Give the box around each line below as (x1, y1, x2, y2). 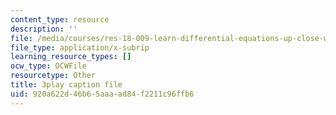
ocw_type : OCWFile (10, 61, 87, 71)
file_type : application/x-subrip (10, 42, 150, 53)
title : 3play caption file (10, 80, 123, 90)
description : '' (10, 24, 78, 34)
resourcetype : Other (10, 71, 97, 81)
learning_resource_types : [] (10, 52, 132, 62)
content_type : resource (10, 14, 110, 25)
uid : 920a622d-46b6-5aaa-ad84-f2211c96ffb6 (10, 89, 195, 99)
